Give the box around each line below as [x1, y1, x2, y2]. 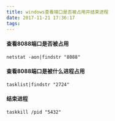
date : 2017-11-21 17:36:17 [6, 15, 75, 21]
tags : [6, 20, 20, 26]
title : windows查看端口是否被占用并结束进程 [6, 9, 109, 15]
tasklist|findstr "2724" [6, 81, 70, 87]
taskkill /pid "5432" [6, 109, 62, 115]
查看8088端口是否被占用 [6, 40, 69, 47]
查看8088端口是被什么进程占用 [6, 68, 85, 75]
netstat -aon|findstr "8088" [6, 54, 81, 60]
